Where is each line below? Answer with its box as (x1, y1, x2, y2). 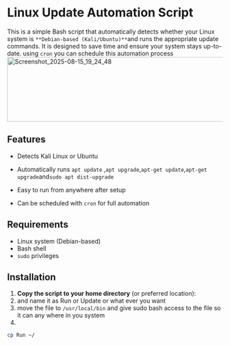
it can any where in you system (16, 311, 105, 320)
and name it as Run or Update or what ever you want (16, 296, 166, 305)
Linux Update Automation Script (7, 5, 194, 21)
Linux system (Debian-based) (16, 237, 101, 245)
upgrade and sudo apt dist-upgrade (16, 172, 114, 181)
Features (7, 133, 46, 145)
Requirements (7, 219, 68, 231)
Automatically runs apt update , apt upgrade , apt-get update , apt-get (16, 165, 207, 173)
